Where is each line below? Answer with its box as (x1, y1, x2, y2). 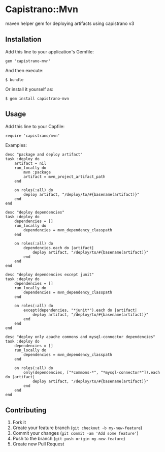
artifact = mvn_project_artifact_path (23, 174, 106, 179)
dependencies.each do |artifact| (23, 245, 94, 250)
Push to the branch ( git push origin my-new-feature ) (12, 436, 125, 442)
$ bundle (5, 77, 24, 82)
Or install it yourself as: (5, 86, 53, 92)
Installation (5, 35, 42, 44)
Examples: (5, 142, 27, 148)
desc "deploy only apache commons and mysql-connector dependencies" (5, 334, 156, 339)
